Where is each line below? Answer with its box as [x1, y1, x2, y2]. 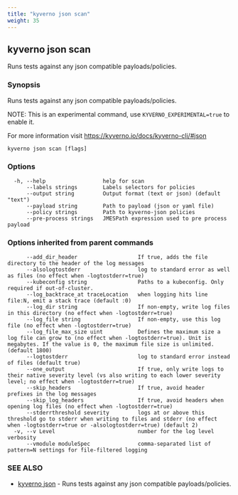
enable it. [7, 117, 35, 126]
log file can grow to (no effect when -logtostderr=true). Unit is [7, 335, 212, 342]
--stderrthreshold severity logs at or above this [26, 410, 205, 417]
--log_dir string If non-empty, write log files [26, 304, 231, 311]
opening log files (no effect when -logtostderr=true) [7, 403, 173, 410]
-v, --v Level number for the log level [13, 428, 215, 435]
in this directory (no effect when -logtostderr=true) [7, 310, 173, 317]
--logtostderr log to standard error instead [26, 353, 231, 361]
